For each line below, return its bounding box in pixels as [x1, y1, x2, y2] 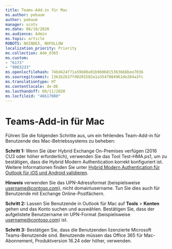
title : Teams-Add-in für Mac [5, 7, 68, 13]
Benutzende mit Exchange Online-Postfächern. [5, 190, 105, 197]
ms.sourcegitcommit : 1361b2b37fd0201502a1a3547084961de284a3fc [5, 74, 144, 80]
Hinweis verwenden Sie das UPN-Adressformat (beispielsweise [5, 180, 140, 186]
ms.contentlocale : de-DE [5, 84, 59, 89]
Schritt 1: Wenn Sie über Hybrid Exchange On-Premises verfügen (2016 [5, 148, 157, 154]
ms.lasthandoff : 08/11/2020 [5, 88, 66, 94]
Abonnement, [5, 238, 34, 244]
